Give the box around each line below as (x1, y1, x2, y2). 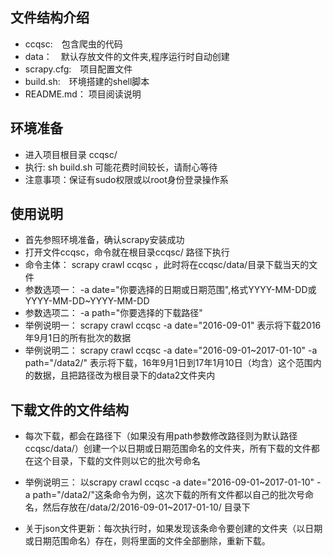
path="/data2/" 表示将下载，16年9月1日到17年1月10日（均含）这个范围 (24, 357, 313, 369)
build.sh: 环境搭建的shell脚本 (24, 75, 150, 87)
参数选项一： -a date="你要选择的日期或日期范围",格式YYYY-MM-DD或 (24, 284, 317, 296)
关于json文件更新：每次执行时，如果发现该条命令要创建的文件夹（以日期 (24, 523, 323, 535)
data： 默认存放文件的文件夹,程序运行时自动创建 (24, 50, 230, 62)
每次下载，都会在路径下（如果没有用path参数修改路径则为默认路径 (24, 430, 298, 442)
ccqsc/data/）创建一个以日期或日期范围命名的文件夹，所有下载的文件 (24, 443, 312, 455)
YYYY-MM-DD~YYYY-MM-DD (24, 295, 150, 307)
